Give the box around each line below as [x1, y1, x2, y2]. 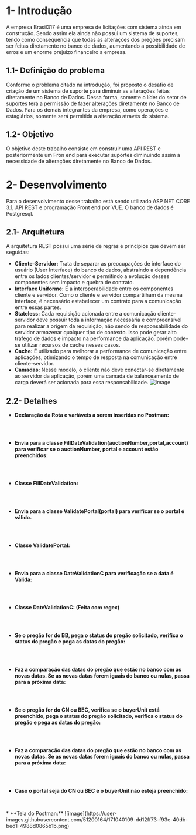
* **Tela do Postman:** [6, 810, 64, 817]
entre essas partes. [14, 304, 61, 311]
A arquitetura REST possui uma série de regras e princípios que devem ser [6, 243, 186, 250]
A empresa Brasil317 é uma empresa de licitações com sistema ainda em [6, 24, 181, 31]
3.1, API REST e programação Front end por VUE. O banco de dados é [6, 204, 174, 211]
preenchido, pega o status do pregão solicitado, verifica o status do [14, 713, 183, 720]
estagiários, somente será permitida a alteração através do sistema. [6, 112, 170, 119]
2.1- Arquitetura [6, 227, 65, 237]
